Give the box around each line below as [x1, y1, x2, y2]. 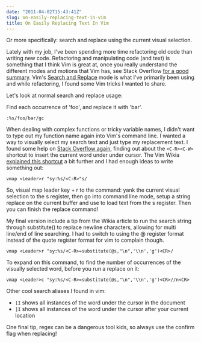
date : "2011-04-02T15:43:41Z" [6, 8, 82, 15]
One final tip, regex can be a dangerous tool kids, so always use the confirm [6, 324, 195, 331]
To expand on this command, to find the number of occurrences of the [6, 259, 181, 266]
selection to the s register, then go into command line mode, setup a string [6, 193, 191, 200]
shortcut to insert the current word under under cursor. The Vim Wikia [6, 151, 180, 159]
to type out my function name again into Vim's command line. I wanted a [6, 132, 186, 139]
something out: [6, 164, 44, 172]
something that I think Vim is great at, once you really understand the [6, 61, 178, 68]
